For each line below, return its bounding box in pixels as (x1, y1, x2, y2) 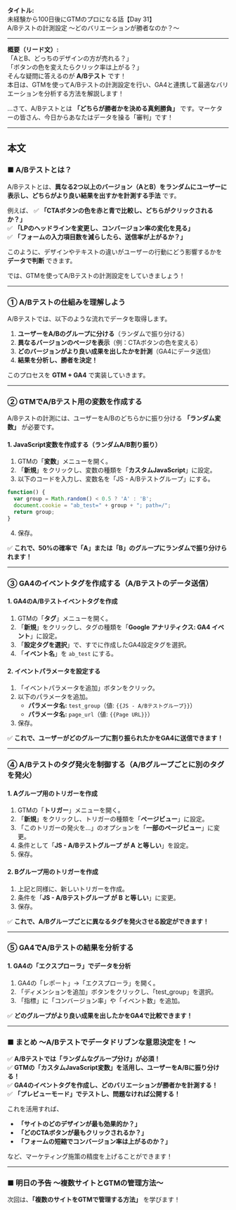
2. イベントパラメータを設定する (7, 667, 100, 675)
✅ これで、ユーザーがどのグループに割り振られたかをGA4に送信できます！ (7, 734, 223, 743)
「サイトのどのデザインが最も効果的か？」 (17, 1119, 141, 1128)
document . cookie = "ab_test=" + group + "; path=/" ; (13, 502, 171, 509)
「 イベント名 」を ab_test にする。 (17, 649, 117, 657)
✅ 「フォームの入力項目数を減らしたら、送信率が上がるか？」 (7, 232, 187, 241)
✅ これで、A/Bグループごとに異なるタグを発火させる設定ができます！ (7, 917, 209, 926)
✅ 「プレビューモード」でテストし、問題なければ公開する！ (7, 1090, 181, 1098)
